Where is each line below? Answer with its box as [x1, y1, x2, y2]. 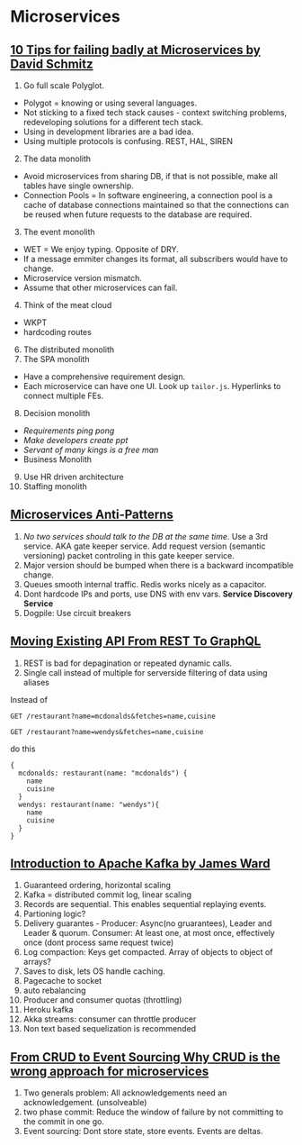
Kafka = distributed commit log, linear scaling [22, 889, 192, 900]
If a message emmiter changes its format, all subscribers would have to [22, 254, 289, 264]
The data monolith [22, 153, 92, 164]
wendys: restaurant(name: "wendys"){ [18, 800, 160, 809]
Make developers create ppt [22, 435, 129, 445]
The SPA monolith [22, 354, 90, 364]
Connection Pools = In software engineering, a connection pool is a [22, 190, 273, 200]
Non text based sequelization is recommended [22, 1023, 197, 1034]
